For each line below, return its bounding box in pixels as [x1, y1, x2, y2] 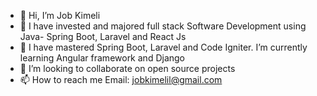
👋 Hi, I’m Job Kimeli [19, 10, 101, 21]
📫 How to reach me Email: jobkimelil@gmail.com [19, 74, 223, 85]
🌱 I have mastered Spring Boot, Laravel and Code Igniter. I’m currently [19, 41, 308, 53]
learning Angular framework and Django [19, 52, 185, 64]
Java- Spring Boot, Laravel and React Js [19, 31, 187, 42]
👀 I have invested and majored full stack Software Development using [19, 20, 307, 32]
